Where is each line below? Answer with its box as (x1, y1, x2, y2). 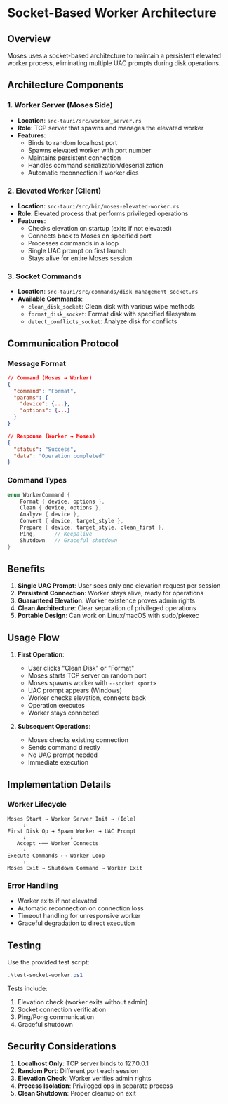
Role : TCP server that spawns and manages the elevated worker (17, 123, 204, 132)
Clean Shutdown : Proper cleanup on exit (17, 1089, 136, 1097)
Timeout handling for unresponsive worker (17, 912, 141, 920)
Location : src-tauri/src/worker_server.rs (17, 116, 142, 124)
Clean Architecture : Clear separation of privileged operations (17, 604, 196, 612)
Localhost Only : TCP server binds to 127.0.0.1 (17, 1059, 149, 1068)
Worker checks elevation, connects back (27, 694, 146, 702)
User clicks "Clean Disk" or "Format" (27, 664, 135, 673)
